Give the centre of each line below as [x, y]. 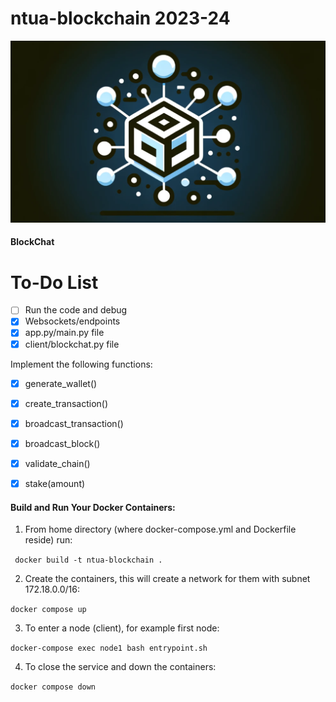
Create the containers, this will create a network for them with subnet [167, 579]
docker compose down [53, 687]
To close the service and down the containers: [120, 667]
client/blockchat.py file [72, 344]
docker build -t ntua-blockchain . [88, 560]
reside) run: [48, 540]
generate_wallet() [61, 383]
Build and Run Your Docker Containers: [93, 507]
